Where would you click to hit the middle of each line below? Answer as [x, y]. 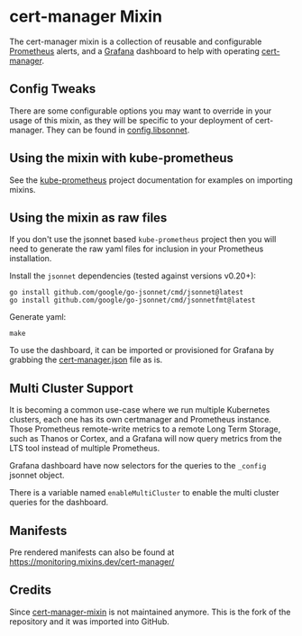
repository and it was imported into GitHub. [89, 621]
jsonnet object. [37, 476]
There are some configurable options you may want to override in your [141, 111]
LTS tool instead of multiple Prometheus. [85, 449]
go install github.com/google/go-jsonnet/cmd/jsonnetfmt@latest [133, 300]
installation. [31, 259]
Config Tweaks [53, 89]
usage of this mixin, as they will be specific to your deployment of [131, 120]
